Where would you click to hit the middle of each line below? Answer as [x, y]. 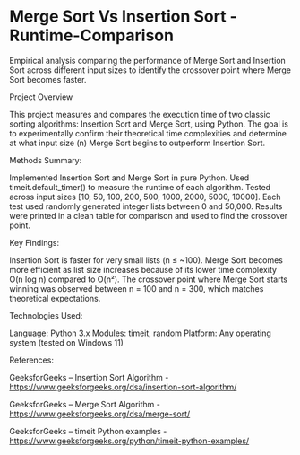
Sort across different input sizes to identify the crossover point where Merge [150, 70]
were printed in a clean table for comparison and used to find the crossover [149, 215]
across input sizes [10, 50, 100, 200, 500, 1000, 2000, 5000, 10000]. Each [145, 197]
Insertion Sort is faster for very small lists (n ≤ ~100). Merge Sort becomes [146, 260]
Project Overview [41, 97]
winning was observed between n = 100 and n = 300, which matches [137, 288]
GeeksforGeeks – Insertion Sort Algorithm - [89, 377]
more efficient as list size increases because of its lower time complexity [143, 269]
